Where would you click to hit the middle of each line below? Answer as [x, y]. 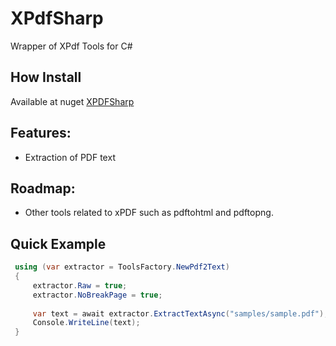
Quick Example [58, 243]
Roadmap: [43, 188]
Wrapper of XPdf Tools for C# [71, 46]
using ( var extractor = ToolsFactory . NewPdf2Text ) [122, 267]
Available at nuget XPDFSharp [72, 101]
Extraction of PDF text [70, 157]
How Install [46, 77]
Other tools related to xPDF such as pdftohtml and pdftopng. [149, 213]
